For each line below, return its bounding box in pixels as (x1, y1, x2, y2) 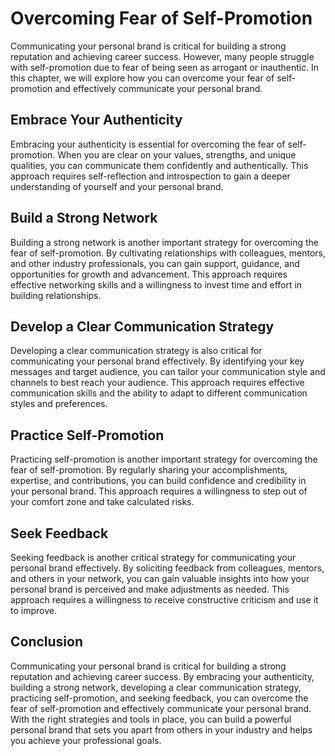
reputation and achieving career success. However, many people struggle (10, 50, 315, 62)
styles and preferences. (10, 398, 108, 410)
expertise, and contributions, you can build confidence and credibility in (10, 475, 307, 487)
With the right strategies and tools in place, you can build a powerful (10, 713, 292, 725)
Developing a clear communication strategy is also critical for (10, 345, 263, 357)
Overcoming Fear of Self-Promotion (10, 7, 313, 30)
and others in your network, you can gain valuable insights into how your (10, 573, 310, 584)
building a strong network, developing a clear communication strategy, (10, 681, 302, 693)
